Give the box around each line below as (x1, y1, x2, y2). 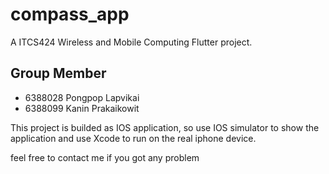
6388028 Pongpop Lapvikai (24, 91, 140, 103)
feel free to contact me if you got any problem (10, 151, 200, 163)
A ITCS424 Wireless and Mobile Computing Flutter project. (10, 36, 253, 48)
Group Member (10, 65, 107, 82)
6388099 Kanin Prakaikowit (24, 102, 140, 114)
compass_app (10, 3, 130, 26)
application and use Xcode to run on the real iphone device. (10, 132, 257, 144)
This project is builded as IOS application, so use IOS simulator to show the (10, 121, 320, 133)
